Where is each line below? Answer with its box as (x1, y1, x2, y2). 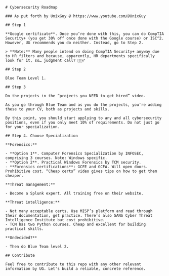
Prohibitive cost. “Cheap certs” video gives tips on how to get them (5, 169, 157, 174)
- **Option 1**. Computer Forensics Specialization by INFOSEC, (5, 151, 144, 156)
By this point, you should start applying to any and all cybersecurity (5, 115, 162, 121)
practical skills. (5, 226, 44, 231)
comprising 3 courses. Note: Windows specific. (5, 155, 108, 161)
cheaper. (5, 173, 24, 178)
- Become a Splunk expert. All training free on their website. (5, 191, 144, 196)
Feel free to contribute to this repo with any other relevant (5, 262, 142, 267)
